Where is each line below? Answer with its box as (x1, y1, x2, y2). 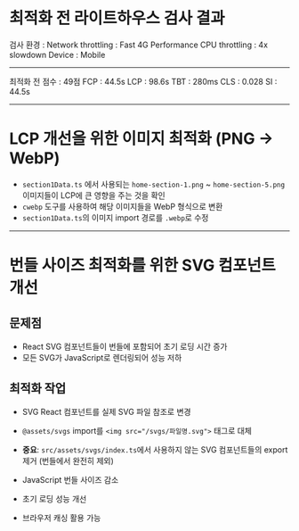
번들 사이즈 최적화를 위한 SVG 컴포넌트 (9, 255, 276, 276)
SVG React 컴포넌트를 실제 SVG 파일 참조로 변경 (21, 406, 191, 417)
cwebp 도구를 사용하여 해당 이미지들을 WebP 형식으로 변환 (21, 201, 223, 212)
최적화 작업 (9, 381, 67, 396)
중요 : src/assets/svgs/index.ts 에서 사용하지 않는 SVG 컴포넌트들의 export (21, 444, 288, 455)
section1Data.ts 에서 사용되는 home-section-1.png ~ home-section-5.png (21, 178, 286, 189)
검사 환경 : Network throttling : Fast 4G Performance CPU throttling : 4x (9, 39, 269, 50)
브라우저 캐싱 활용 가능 (21, 512, 101, 523)
